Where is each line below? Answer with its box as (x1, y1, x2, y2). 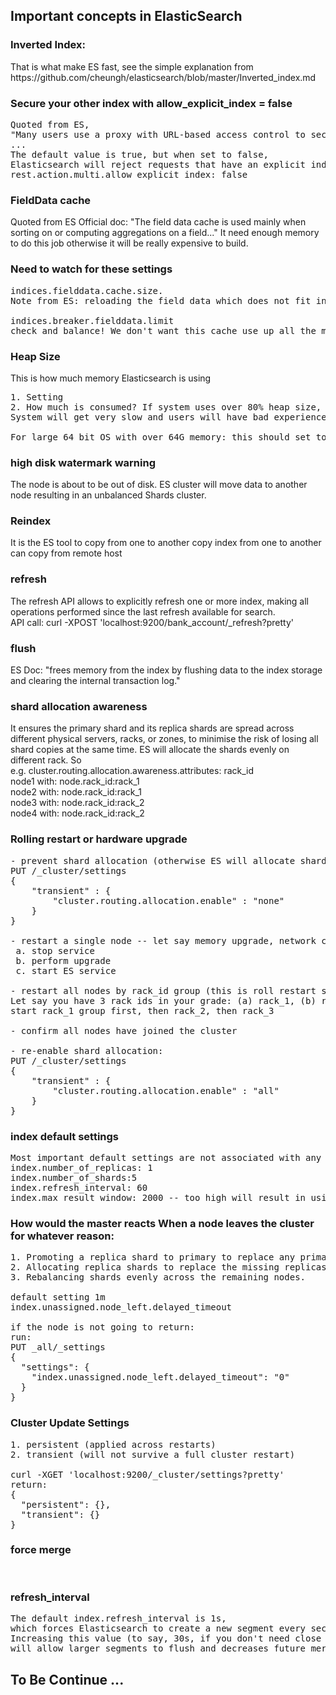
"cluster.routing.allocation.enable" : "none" (52, 895, 285, 906)
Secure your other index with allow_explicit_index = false (10, 96, 293, 110)
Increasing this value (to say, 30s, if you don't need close (10, 1633, 322, 1644)
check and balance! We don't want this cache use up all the (10, 325, 317, 336)
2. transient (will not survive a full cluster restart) (10, 1449, 296, 1460)
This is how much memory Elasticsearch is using (10, 372, 212, 384)
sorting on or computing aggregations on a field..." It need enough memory (10, 227, 320, 239)
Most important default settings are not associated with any (10, 1152, 322, 1163)
